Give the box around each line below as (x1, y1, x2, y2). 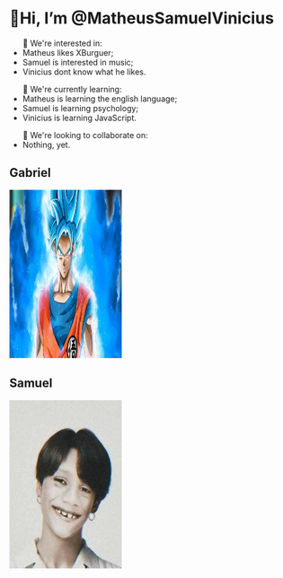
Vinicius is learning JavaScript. (22, 112, 137, 123)
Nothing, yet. (22, 139, 71, 150)
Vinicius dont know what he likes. (22, 66, 146, 77)
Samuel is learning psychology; (22, 102, 139, 113)
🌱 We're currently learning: (22, 83, 122, 94)
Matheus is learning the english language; (22, 93, 178, 104)
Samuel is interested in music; (22, 57, 134, 67)
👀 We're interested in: (22, 38, 102, 48)
